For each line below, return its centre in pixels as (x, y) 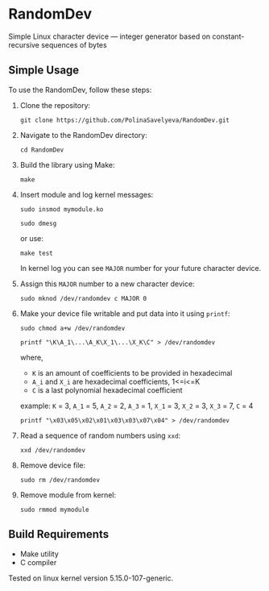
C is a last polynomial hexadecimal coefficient (107, 390)
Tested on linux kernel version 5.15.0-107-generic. (91, 578)
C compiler (38, 562)
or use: (32, 238)
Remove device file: (53, 465)
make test (37, 253)
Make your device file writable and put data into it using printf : (125, 313)
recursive (24, 44)
